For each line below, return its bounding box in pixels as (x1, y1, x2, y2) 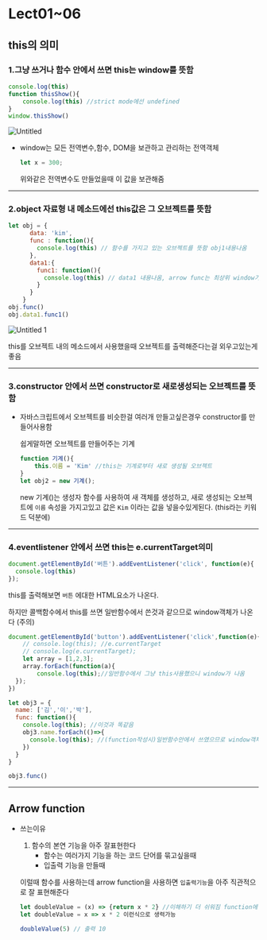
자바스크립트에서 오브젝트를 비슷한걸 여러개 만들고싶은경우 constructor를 (19, 412, 248, 422)
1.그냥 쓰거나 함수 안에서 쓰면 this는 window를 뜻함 (8, 64, 194, 75)
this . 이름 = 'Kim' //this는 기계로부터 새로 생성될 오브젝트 (34, 462, 213, 470)
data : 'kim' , (29, 230, 73, 238)
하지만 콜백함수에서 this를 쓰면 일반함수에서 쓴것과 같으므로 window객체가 (8, 607, 239, 617)
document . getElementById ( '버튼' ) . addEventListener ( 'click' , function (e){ (8, 559, 254, 568)
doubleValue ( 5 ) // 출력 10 (19, 925, 106, 933)
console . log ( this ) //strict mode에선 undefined (22, 97, 180, 106)
